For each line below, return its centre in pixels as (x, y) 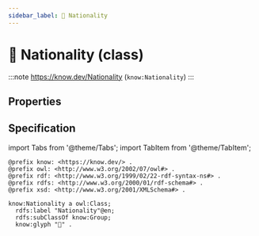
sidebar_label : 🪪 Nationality (58, 15)
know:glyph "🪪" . (44, 224)
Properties (35, 101)
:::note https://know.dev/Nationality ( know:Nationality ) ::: (101, 77)
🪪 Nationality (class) (76, 54)
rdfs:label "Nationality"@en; (65, 211)
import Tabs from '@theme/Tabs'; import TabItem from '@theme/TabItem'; (130, 147)
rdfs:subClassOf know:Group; (63, 217)
